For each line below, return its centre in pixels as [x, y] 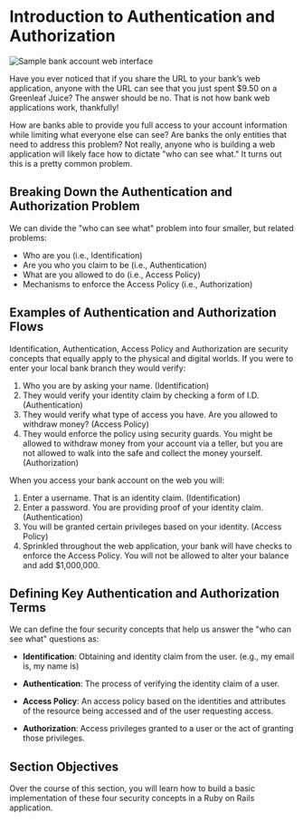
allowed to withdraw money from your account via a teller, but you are [152, 443]
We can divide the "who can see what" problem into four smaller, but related [151, 227]
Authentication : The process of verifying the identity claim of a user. [151, 684]
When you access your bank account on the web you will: [117, 480]
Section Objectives [64, 766]
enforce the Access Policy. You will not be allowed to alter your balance [156, 556]
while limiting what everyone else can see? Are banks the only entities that [148, 134]
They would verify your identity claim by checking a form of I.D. [141, 395]
